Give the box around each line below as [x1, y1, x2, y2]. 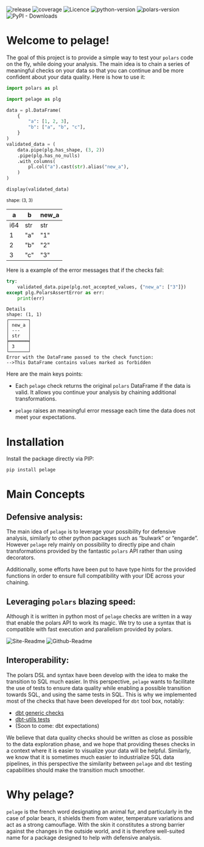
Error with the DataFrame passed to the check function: [6, 354, 154, 360]
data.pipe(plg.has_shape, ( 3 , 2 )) [17, 147, 105, 153]
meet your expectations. [15, 413, 77, 421]
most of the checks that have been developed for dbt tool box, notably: [6, 697, 185, 705]
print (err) [17, 295, 45, 302]
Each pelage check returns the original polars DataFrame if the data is [15, 382, 191, 390]
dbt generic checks [15, 709, 64, 716]
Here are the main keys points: [6, 370, 83, 378]
